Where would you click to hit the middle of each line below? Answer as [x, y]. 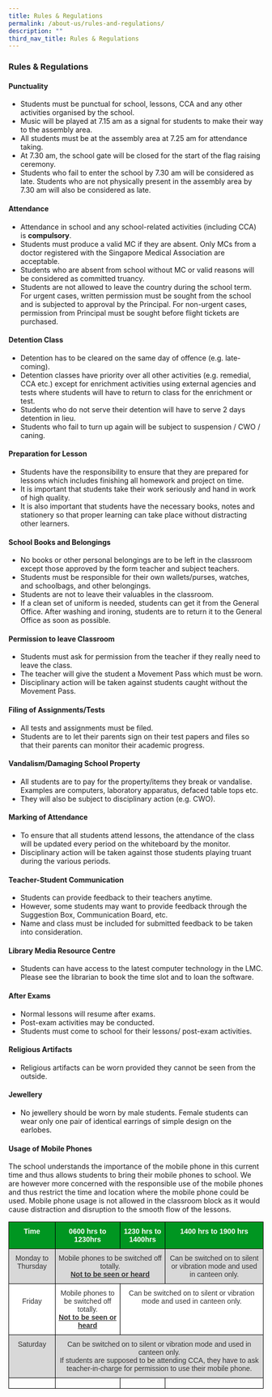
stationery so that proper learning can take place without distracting [134, 514]
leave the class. [46, 666]
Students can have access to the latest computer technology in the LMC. [141, 969]
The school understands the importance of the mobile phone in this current [134, 1166]
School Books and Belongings [59, 542]
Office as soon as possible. [65, 620]
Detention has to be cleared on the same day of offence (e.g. [122, 358]
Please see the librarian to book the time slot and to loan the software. [137, 977]
